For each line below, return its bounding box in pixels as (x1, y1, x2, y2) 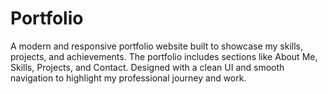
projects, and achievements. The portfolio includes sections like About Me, (10, 50, 318, 62)
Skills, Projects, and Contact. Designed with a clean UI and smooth (10, 61, 285, 73)
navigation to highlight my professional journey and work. (10, 72, 247, 84)
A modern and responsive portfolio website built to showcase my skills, (10, 40, 304, 52)
